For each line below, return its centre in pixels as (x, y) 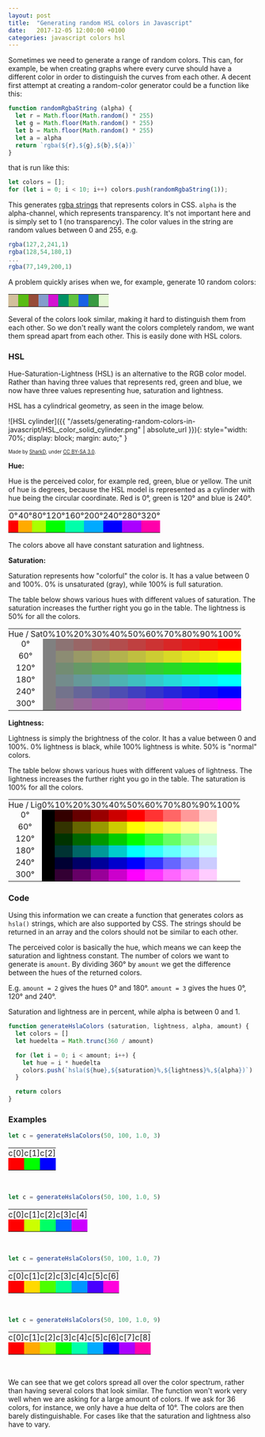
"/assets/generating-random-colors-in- (131, 421)
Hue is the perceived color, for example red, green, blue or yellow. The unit (130, 481)
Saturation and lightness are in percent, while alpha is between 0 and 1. (124, 1012)
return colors (38, 1092)
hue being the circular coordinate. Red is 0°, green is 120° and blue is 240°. (130, 498)
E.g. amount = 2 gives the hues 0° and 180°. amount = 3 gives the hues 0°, (127, 988)
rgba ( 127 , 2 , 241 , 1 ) (38, 245)
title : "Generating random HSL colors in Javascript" (100, 23)
